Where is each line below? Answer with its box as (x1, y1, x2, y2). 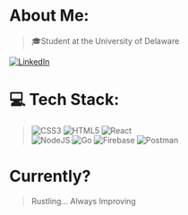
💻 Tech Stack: (9, 90, 120, 110)
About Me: (9, 5, 90, 26)
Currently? (9, 167, 91, 186)
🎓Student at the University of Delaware (30, 35, 180, 46)
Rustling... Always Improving (30, 195, 136, 206)
